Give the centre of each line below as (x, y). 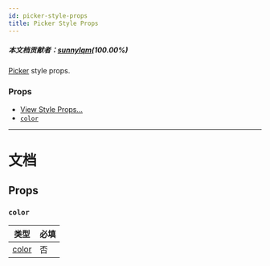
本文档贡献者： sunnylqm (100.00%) (68, 50)
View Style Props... (51, 109)
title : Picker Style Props (53, 23)
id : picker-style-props (48, 16)
